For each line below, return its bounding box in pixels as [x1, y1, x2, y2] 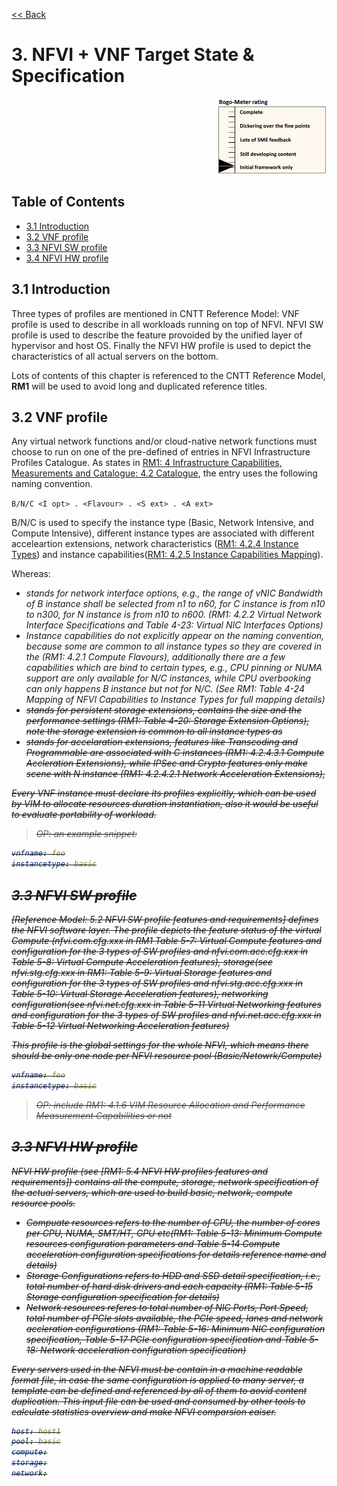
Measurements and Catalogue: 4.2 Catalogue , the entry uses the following [11, 467, 318, 479]
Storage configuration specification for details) [25, 1290, 220, 1303]
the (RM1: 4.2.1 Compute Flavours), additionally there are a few [25, 651, 286, 663]
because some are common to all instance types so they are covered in [25, 640, 323, 653]
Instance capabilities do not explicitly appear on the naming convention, [25, 630, 325, 642]
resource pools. [11, 1197, 76, 1209]
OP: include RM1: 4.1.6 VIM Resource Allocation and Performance [35, 1099, 306, 1111]
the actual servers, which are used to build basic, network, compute [11, 1186, 293, 1198]
